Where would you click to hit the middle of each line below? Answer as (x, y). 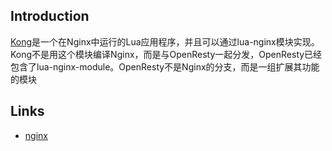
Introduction (50, 16)
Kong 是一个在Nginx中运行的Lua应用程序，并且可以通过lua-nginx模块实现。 (165, 41)
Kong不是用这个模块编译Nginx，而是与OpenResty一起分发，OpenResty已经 (166, 54)
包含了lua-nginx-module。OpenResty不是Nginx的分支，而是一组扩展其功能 (165, 66)
